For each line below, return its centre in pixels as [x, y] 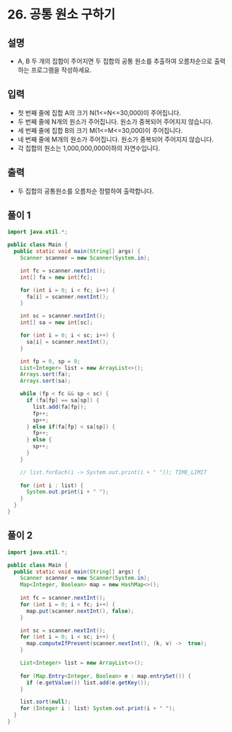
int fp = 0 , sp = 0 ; [50, 361]
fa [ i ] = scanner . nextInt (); [68, 297]
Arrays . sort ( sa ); [46, 381]
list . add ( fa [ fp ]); [60, 407]
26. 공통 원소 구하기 [61, 14]
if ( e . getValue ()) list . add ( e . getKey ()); [88, 682]
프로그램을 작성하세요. [61, 70]
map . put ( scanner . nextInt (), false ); [80, 611]
